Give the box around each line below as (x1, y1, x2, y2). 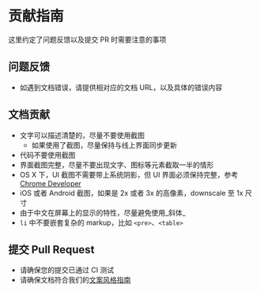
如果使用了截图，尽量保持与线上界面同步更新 (31, 140, 178, 150)
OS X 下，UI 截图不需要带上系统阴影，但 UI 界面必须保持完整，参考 (19, 170, 239, 179)
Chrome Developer (19, 178, 81, 188)
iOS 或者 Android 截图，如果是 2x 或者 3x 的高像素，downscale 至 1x (19, 188, 243, 197)
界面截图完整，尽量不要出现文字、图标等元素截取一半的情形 (19, 159, 214, 170)
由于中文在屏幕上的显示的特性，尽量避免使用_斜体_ (19, 208, 186, 217)
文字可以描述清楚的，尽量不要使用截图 (19, 130, 145, 140)
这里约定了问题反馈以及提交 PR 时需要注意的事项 (8, 35, 167, 44)
